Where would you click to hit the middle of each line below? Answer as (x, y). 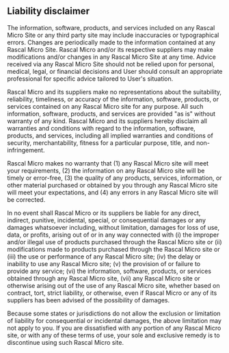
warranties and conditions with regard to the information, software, (102, 128)
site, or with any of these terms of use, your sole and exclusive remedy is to (113, 335)
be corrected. (26, 199)
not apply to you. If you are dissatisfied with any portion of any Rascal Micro (114, 328)
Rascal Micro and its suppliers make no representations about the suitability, (114, 92)
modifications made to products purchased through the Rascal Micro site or (113, 249)
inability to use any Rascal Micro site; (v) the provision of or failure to (104, 263)
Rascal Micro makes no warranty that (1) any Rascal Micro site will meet (108, 163)
